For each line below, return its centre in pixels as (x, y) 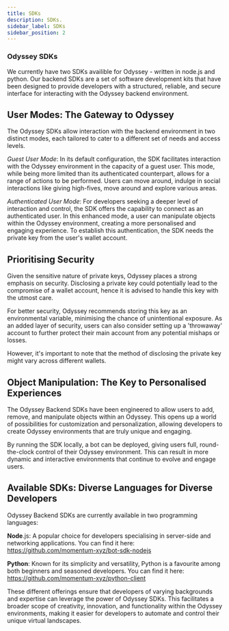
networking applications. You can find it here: (71, 543)
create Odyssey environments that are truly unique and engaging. (99, 431)
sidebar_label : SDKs (37, 26)
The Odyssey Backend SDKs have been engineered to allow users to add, (111, 409)
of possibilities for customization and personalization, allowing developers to (115, 424)
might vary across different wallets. (57, 361)
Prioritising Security (51, 259)
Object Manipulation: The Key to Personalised (107, 382)
